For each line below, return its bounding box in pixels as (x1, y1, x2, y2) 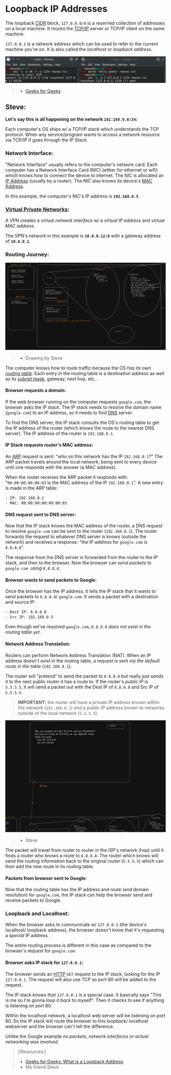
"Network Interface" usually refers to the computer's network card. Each (5, 161, 158, 168)
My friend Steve (25, 1064, 60, 1070)
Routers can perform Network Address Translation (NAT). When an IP (5, 652, 151, 658)
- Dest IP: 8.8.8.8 (5, 610, 47, 615)
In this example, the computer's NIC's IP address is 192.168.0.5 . (5, 193, 140, 199)
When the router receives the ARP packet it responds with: (5, 474, 128, 480)
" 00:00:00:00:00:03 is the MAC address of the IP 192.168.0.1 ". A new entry (5, 479, 163, 485)
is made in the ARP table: (5, 485, 58, 491)
